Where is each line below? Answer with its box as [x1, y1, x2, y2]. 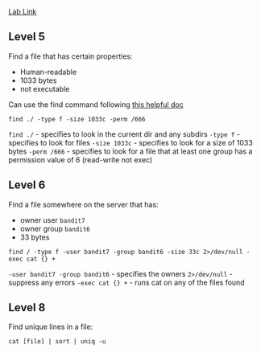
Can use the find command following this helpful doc [8, 100, 184, 109]
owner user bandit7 [19, 215, 86, 224]
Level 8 [8, 301, 46, 314]
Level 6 [8, 179, 46, 192]
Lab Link [8, 7, 37, 16]
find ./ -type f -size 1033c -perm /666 [8, 115, 147, 123]
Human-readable [19, 67, 77, 76]
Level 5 [8, 30, 46, 43]
